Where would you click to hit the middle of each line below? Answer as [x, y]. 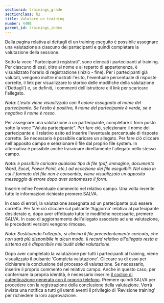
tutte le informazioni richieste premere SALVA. [51, 194]
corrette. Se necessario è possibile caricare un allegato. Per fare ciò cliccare [82, 138]
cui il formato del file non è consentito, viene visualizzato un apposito [75, 174]
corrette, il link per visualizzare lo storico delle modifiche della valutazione [80, 83]
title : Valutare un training [35, 19]
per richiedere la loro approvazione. [41, 296]
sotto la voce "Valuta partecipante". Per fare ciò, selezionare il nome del [78, 128]
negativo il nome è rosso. [31, 113]
